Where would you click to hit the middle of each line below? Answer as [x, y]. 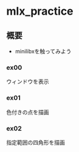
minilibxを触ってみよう [43, 51]
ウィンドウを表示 [28, 82]
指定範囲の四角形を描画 [36, 142]
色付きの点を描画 [28, 112]
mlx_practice [40, 11]
